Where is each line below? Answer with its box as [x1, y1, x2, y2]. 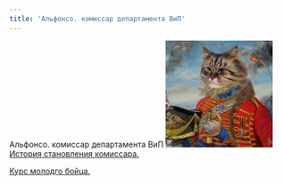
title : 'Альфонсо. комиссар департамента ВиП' [9, 14, 186, 23]
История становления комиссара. [9, 148, 140, 159]
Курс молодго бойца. [9, 165, 91, 176]
